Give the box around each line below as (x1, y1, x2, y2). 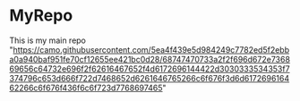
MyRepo (9, 5, 73, 26)
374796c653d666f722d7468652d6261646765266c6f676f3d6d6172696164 (9, 72, 290, 83)
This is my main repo (9, 35, 87, 46)
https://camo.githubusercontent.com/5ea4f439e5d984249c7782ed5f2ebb (13, 44, 289, 55)
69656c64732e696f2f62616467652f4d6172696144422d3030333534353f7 (9, 63, 290, 74)
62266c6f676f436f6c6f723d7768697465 (9, 82, 163, 93)
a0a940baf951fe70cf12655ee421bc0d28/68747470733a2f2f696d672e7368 (9, 54, 291, 64)
